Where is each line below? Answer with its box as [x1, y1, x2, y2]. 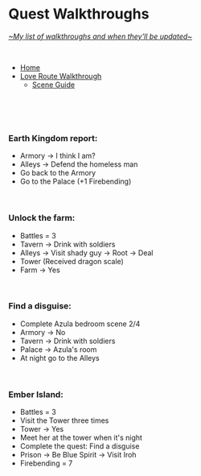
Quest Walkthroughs [8, 5, 150, 23]
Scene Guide [31, 80, 75, 89]
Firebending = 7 [19, 458, 73, 468]
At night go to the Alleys [19, 353, 100, 362]
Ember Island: [8, 388, 64, 399]
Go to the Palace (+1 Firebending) [19, 176, 132, 186]
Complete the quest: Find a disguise [19, 441, 140, 451]
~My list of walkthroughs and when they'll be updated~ [8, 31, 193, 41]
